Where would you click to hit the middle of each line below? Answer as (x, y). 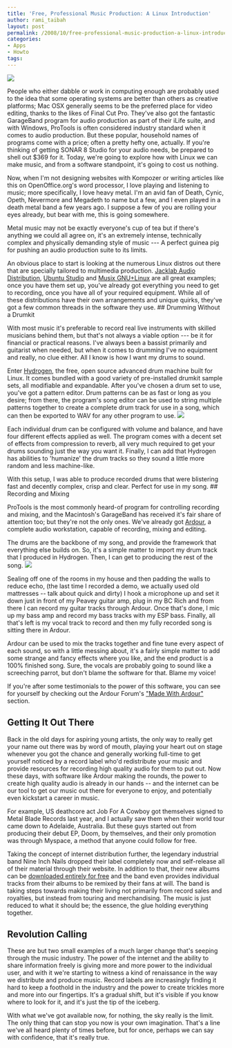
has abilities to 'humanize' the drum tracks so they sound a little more (106, 458)
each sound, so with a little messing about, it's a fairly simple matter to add (114, 650)
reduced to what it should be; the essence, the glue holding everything (108, 905)
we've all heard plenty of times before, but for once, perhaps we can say (110, 1030)
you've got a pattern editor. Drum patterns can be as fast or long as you (109, 392)
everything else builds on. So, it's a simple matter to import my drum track (112, 550)
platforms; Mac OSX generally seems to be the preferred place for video (110, 106)
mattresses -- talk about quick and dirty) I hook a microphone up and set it (113, 593)
